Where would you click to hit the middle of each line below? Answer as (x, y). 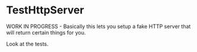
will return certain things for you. (46, 32)
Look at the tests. (27, 44)
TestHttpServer (45, 10)
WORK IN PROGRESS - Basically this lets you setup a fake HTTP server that (99, 26)
